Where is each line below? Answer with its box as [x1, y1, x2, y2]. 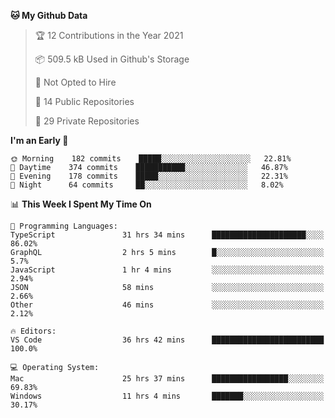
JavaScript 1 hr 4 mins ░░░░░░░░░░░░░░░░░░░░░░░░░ [10, 265, 325, 275]
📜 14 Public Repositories [34, 96, 135, 107]
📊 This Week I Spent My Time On [10, 198, 152, 210]
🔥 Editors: [10, 326, 57, 336]
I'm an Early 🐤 [10, 135, 69, 146]
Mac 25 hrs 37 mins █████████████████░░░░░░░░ [10, 374, 325, 384]
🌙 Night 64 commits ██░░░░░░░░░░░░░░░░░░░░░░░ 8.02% [10, 180, 284, 190]
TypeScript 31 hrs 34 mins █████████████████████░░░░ [10, 230, 325, 240]
